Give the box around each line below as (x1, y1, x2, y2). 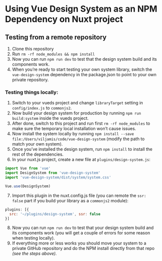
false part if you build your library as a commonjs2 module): (12, 197, 129, 203)
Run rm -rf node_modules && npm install (12, 51, 95, 57)
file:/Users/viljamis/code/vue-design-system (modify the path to (12, 136, 145, 142)
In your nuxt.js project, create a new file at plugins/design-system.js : (12, 157, 151, 163)
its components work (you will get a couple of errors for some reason (12, 230, 150, 236)
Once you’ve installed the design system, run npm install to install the (12, 147, 153, 152)
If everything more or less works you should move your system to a (12, 240, 147, 246)
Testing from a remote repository (5, 33, 107, 41)
